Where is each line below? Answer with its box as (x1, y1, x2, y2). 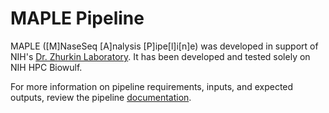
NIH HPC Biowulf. (10, 61, 83, 73)
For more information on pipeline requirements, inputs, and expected (10, 80, 294, 92)
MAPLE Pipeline (10, 7, 145, 30)
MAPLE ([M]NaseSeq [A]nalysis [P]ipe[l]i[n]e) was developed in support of (10, 40, 319, 52)
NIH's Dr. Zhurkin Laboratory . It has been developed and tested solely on (10, 50, 311, 62)
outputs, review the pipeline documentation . (10, 91, 192, 103)
